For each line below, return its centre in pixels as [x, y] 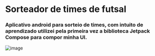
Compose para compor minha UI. [46, 37]
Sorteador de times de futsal [66, 9]
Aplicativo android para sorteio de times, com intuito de [74, 25]
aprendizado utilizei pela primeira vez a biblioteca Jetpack [78, 31]
